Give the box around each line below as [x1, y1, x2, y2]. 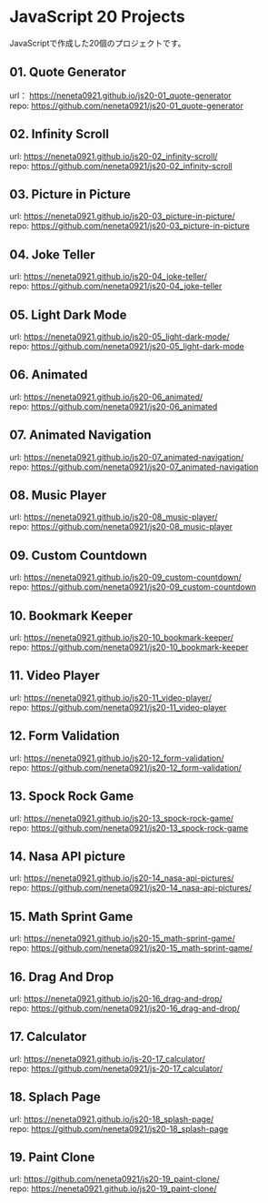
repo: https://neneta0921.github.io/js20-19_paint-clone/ [9, 1183, 217, 1194]
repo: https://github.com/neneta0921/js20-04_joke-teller [9, 280, 223, 292]
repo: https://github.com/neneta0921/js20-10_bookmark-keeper [9, 642, 249, 652]
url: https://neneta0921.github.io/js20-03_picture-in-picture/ [9, 211, 235, 222]
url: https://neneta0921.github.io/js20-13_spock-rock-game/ [9, 813, 234, 824]
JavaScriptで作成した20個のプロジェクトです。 [9, 37, 186, 48]
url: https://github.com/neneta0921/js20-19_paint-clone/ [9, 1174, 220, 1185]
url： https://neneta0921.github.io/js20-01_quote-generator [9, 89, 232, 101]
